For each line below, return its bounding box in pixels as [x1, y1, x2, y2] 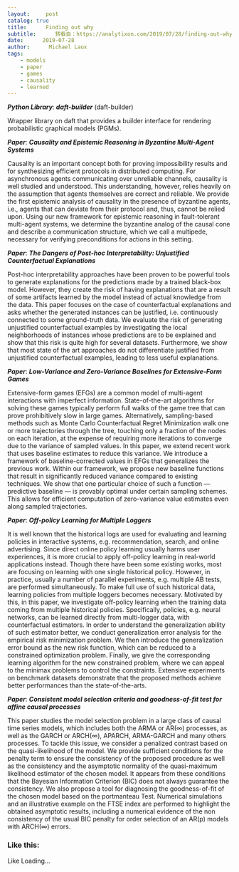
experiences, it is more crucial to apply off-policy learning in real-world [7, 553, 216, 561]
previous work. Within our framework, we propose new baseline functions [7, 464, 224, 473]
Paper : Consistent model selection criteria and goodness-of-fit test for [7, 695, 223, 704]
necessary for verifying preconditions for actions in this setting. [7, 235, 193, 244]
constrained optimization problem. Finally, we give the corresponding [7, 651, 211, 660]
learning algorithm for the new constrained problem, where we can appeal [7, 658, 225, 667]
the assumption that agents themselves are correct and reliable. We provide [7, 190, 230, 198]
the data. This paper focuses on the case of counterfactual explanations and [7, 301, 232, 309]
